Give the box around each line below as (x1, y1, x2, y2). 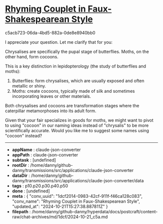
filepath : (12, 208, 31, 214)
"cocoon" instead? (5, 133, 42, 138)
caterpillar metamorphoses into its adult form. (5, 108, 97, 114)
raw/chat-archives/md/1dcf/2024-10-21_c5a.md (12, 214, 108, 220)
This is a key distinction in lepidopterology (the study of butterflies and (5, 63, 147, 69)
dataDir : (12, 172, 30, 178)
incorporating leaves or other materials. (12, 93, 91, 99)
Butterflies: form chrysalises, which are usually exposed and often (12, 78, 145, 84)
